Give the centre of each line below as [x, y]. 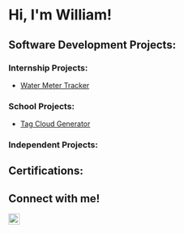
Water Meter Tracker [55, 85]
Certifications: [46, 171]
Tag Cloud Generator [55, 124]
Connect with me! [54, 199]
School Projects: [42, 106]
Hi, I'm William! [60, 15]
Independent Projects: [53, 145]
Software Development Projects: [92, 45]
